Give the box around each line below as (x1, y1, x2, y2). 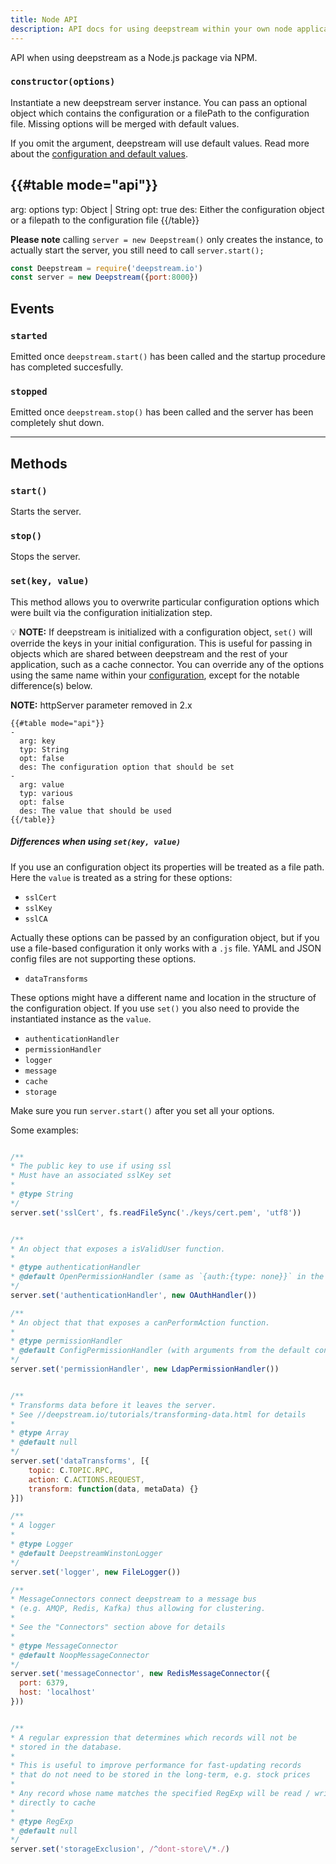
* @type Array (10, 1428, 70, 1438)
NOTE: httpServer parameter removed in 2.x (10, 699, 193, 711)
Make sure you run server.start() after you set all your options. (10, 1104, 275, 1116)
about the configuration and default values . (10, 147, 188, 160)
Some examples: (10, 1124, 79, 1136)
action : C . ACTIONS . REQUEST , (28, 1474, 145, 1485)
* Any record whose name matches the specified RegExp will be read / (10, 1789, 311, 1799)
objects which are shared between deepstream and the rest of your (10, 647, 288, 660)
